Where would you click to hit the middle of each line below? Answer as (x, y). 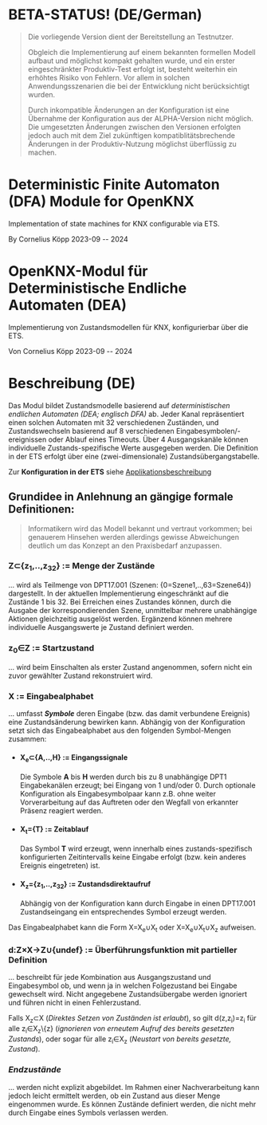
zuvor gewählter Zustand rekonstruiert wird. (80, 675)
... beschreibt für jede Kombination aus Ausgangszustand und (110, 977)
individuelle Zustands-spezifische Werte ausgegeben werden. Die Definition (133, 447)
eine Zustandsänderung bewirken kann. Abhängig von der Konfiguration (127, 722)
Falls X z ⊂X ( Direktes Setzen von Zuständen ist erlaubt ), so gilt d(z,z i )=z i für (132, 1019)
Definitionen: (41, 509)
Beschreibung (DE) (72, 384)
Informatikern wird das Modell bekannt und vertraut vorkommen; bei (140, 529)
